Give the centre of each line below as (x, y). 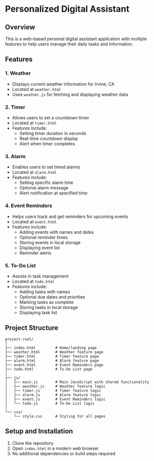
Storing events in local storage (50, 242)
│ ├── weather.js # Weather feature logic (55, 386)
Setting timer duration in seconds (53, 133)
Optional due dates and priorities (52, 297)
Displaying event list (39, 248)
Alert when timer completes (47, 143)
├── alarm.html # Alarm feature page (52, 361)
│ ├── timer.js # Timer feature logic (53, 391)
